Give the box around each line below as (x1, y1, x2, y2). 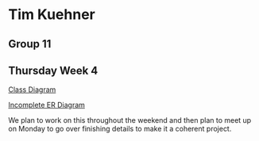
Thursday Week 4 (8, 63, 99, 77)
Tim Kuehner (8, 6, 95, 24)
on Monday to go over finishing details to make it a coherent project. (8, 124, 232, 134)
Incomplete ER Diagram (8, 101, 86, 110)
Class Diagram (8, 85, 56, 94)
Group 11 (8, 37, 52, 51)
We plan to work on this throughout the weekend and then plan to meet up (8, 116, 252, 125)
